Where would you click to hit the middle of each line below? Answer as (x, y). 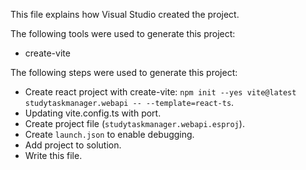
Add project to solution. (73, 145)
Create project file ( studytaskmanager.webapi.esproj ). (134, 123)
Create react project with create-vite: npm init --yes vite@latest (160, 92)
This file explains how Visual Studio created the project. (125, 14)
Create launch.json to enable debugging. (109, 134)
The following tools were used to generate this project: (123, 33)
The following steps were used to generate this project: (124, 72)
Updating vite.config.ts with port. (93, 113)
